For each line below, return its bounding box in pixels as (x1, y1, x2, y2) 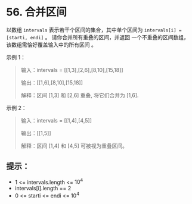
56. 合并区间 (6, 5, 67, 19)
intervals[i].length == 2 (14, 185, 72, 192)
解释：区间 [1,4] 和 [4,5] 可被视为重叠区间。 (20, 142, 128, 149)
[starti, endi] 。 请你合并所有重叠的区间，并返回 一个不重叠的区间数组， (6, 33, 190, 40)
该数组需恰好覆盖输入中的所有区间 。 (6, 41, 97, 48)
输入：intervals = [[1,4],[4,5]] (20, 117, 92, 124)
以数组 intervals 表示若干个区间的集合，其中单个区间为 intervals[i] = (6, 26, 182, 33)
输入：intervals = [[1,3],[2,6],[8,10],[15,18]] (20, 66, 123, 73)
